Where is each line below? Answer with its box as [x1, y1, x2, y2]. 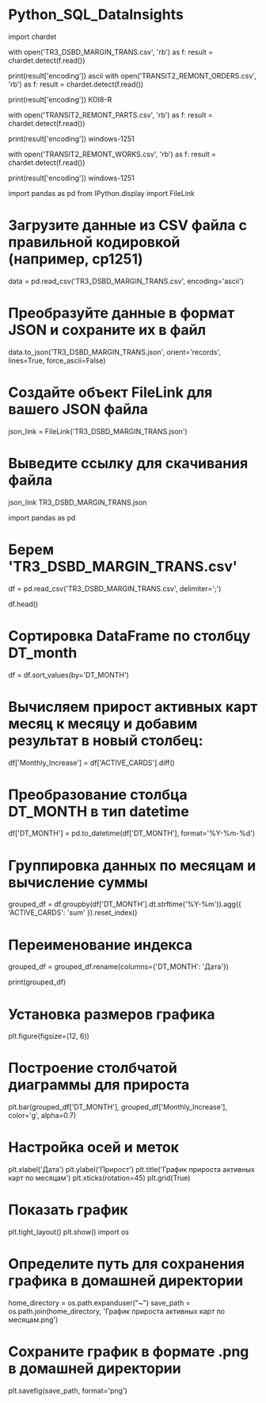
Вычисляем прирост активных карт [8, 698, 258, 716]
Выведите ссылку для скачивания [8, 454, 249, 472]
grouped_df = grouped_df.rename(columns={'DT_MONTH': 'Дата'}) [8, 962, 230, 971]
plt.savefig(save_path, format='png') [8, 1386, 128, 1395]
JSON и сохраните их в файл [8, 321, 207, 339]
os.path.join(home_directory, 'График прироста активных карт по [8, 1307, 226, 1316]
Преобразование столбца [8, 786, 188, 803]
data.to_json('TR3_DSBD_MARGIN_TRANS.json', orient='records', [8, 347, 222, 356]
